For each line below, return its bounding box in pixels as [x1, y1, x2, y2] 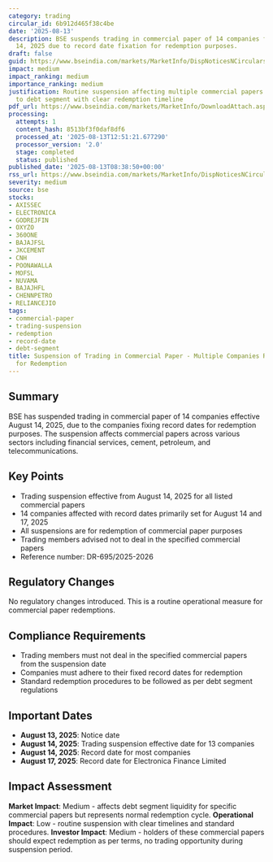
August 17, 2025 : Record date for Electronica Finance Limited [19, 755, 227, 765]
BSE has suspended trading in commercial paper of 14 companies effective [8, 411, 260, 421]
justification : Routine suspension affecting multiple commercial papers [8, 87, 264, 96]
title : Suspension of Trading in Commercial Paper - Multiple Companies [8, 352, 260, 360]
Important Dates [8, 708, 93, 722]
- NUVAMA [8, 276, 38, 285]
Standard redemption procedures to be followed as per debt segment [19, 677, 253, 686]
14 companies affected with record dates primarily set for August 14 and [19, 508, 262, 518]
